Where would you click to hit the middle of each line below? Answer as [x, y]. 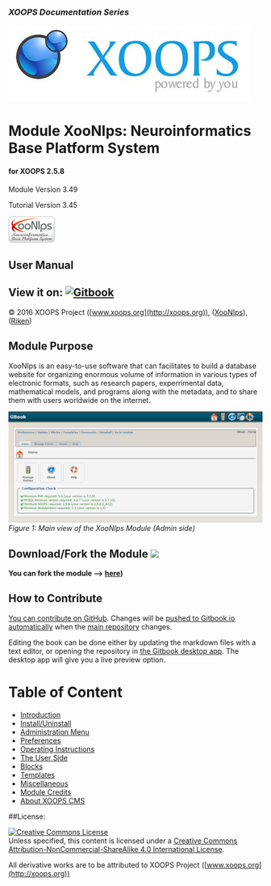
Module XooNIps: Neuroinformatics [130, 131]
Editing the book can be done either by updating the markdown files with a [132, 642]
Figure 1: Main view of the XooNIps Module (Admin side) [102, 528]
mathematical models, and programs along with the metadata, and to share [133, 392]
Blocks [31, 766]
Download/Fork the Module [78, 554]
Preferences [40, 740]
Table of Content [66, 692]
